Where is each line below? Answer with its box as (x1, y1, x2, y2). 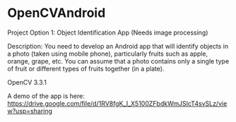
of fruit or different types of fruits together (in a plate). (7, 64, 165, 73)
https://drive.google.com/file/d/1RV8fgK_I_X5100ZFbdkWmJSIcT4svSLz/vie (7, 99, 228, 107)
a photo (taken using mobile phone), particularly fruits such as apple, (7, 49, 208, 58)
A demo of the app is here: (7, 92, 85, 100)
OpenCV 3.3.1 (7, 78, 47, 86)
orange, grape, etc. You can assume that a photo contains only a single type (7, 56, 230, 65)
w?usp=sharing (7, 106, 53, 115)
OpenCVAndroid (7, 5, 106, 21)
